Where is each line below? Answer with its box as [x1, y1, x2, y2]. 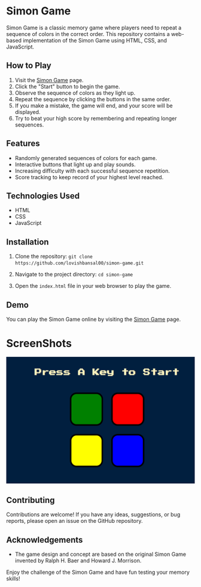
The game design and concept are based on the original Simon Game [14, 550, 187, 558]
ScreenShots [6, 337, 72, 350]
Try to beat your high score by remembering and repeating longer [14, 115, 177, 122]
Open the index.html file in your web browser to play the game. [14, 282, 172, 290]
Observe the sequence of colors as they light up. [14, 89, 136, 97]
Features [6, 139, 40, 149]
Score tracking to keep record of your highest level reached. [14, 173, 164, 180]
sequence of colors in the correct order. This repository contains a [6, 30, 170, 37]
